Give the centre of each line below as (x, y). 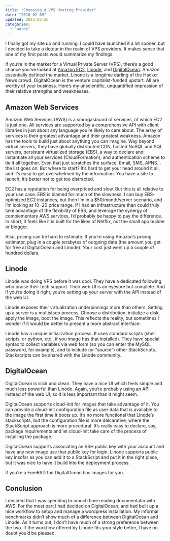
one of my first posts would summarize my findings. (60, 55)
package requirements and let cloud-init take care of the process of (76, 431)
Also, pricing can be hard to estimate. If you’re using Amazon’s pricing (78, 236)
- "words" (20, 29)
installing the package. (29, 437)
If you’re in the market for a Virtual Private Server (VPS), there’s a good (79, 64)
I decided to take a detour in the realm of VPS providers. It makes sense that (85, 49)
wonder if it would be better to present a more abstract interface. (73, 323)
